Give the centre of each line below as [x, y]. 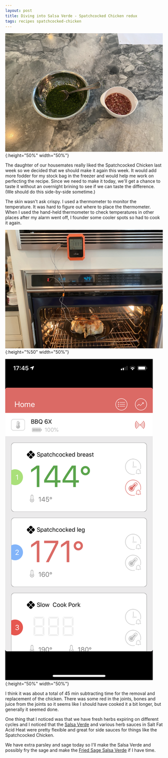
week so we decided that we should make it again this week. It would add [81, 171]
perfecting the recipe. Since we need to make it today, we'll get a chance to [83, 181]
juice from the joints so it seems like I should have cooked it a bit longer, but [83, 704]
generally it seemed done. [32, 709]
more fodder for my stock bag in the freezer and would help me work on [79, 176]
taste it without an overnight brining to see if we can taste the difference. [80, 187]
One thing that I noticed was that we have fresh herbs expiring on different [82, 719]
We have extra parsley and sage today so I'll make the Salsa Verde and [78, 745]
